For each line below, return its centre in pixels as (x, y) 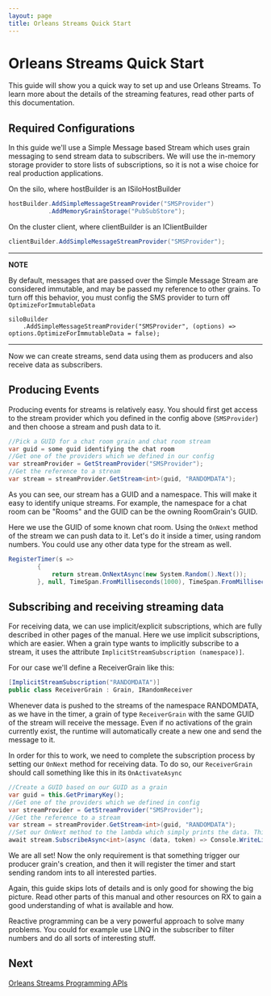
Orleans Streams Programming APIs (68, 983)
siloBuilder (28, 319)
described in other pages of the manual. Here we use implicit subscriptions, (134, 635)
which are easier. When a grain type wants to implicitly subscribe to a (124, 644)
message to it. (32, 740)
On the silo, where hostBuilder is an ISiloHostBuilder (95, 189)
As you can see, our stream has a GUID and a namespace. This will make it (133, 494)
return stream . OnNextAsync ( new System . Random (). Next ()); (149, 574)
